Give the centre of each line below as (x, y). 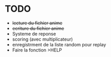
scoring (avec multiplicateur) (42, 39)
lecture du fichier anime (37, 23)
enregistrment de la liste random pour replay (59, 44)
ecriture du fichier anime (38, 28)
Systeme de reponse (34, 34)
